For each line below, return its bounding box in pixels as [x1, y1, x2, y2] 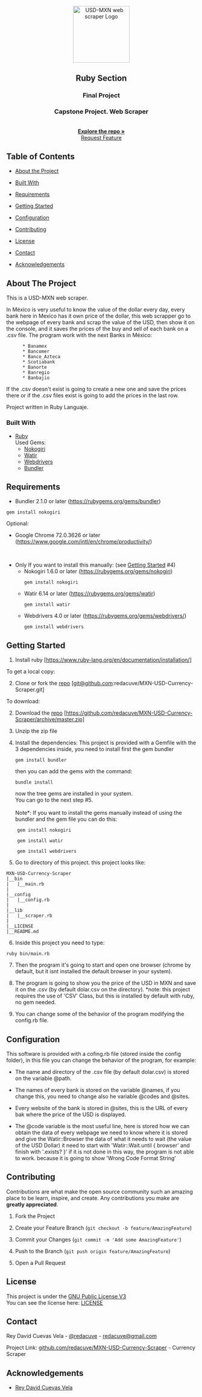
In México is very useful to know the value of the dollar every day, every [6, 306, 185, 313]
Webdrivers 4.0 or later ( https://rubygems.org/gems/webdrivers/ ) [24, 612, 187, 620]
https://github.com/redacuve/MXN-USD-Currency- [66, 709, 193, 717]
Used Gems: [14, 439, 46, 446]
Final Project [82, 91, 121, 99]
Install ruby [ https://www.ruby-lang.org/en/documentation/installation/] [14, 656, 192, 664]
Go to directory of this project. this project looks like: [14, 859, 146, 866]
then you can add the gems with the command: [14, 768, 133, 775]
